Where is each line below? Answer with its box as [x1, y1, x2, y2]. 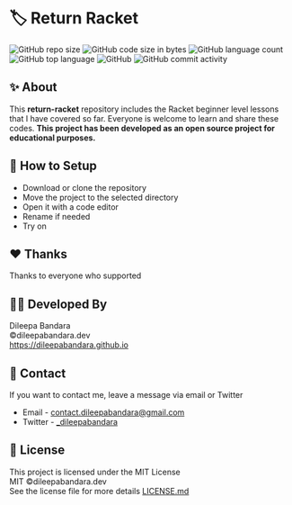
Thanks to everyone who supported [9, 270, 142, 281]
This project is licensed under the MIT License [9, 466, 181, 477]
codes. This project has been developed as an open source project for [9, 122, 276, 133]
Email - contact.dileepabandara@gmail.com [22, 407, 185, 418]
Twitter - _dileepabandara [22, 417, 119, 427]
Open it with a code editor [22, 201, 119, 212]
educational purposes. [9, 132, 96, 143]
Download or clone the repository [22, 182, 146, 193]
